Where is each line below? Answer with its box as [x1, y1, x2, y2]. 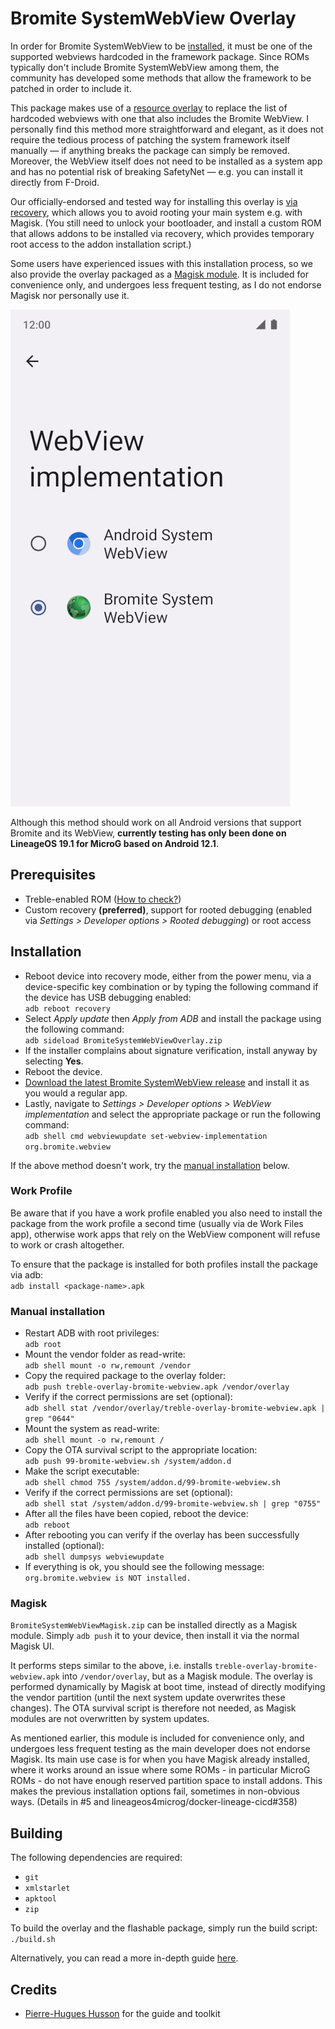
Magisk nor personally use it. [10, 289, 130, 301]
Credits [10, 1981, 58, 1998]
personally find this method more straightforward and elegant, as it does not [10, 123, 324, 135]
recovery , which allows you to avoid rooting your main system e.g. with [10, 206, 303, 218]
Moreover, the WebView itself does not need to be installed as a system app [10, 155, 323, 167]
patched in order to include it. [10, 82, 132, 94]
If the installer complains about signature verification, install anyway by [24, 1044, 318, 1056]
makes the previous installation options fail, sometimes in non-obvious [10, 1785, 300, 1797]
